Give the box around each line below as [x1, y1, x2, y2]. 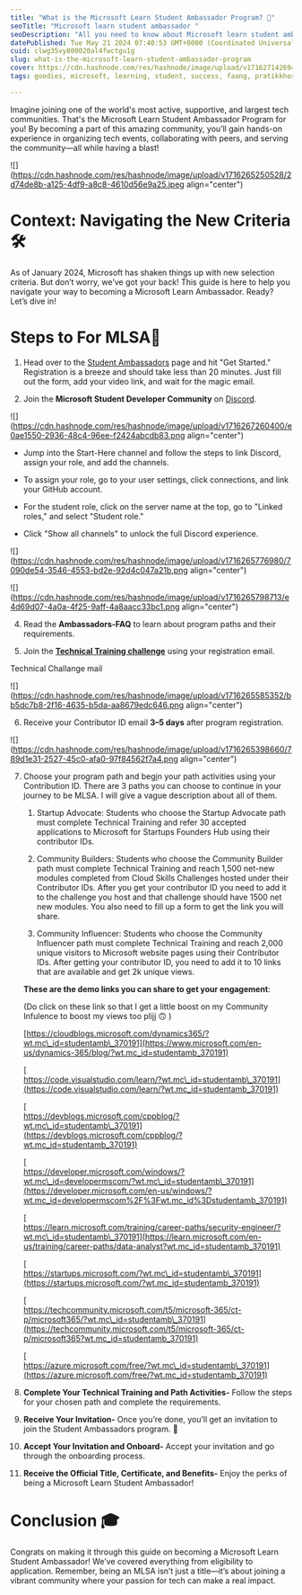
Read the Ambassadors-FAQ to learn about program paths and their [22, 618, 277, 629]
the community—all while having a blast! [10, 142, 160, 153]
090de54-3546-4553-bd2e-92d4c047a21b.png [10, 564, 188, 575]
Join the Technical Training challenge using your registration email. [22, 645, 275, 656]
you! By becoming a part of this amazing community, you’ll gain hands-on [10, 123, 283, 134]
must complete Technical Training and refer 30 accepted [36, 817, 247, 828]
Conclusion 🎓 [10, 1511, 120, 1530]
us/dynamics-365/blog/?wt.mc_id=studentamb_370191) [22, 1047, 229, 1058]
